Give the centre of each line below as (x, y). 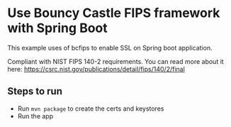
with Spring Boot (57, 28)
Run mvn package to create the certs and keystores (91, 109)
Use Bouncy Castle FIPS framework (114, 13)
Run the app (35, 116)
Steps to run (35, 91)
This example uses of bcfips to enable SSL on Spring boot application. (110, 48)
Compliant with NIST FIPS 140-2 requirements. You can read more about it (116, 61)
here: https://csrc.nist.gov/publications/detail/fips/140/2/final (96, 69)
